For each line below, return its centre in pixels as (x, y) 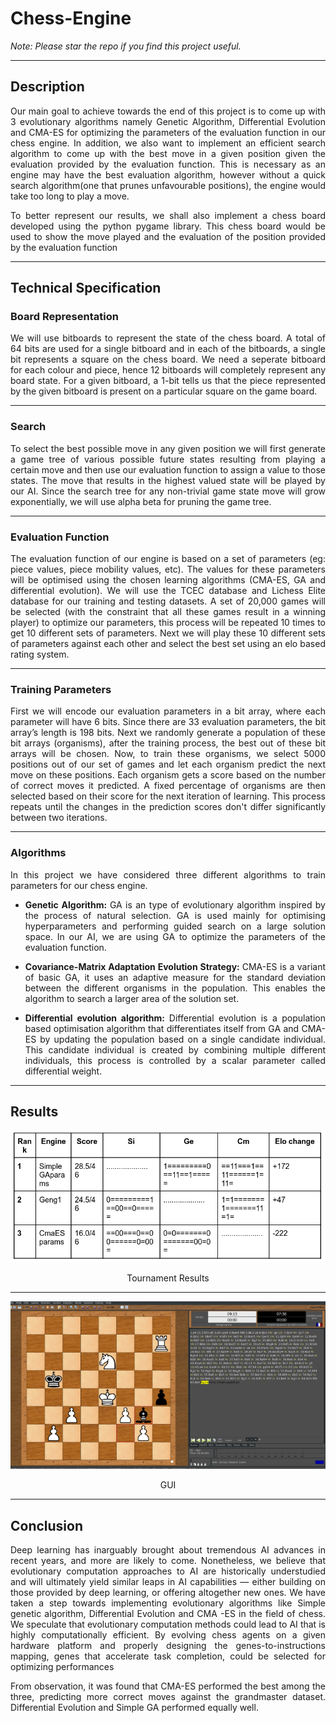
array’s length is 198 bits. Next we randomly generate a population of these (168, 733)
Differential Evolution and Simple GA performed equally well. (134, 1708)
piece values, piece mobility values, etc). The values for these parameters (168, 569)
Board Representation (64, 317)
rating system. (40, 654)
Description (47, 87)
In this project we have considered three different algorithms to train (168, 874)
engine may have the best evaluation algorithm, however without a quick (168, 174)
